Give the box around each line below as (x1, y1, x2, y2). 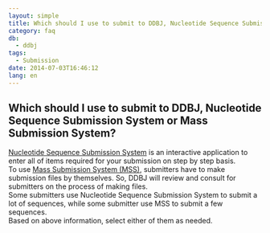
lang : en (8, 72, 38, 80)
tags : (8, 49, 27, 57)
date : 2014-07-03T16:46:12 (8, 64, 99, 72)
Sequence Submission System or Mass (8, 114, 209, 128)
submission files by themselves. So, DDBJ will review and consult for (8, 174, 236, 183)
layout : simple (8, 11, 59, 20)
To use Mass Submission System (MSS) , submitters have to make (8, 165, 226, 174)
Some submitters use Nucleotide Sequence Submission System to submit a (8, 190, 258, 200)
